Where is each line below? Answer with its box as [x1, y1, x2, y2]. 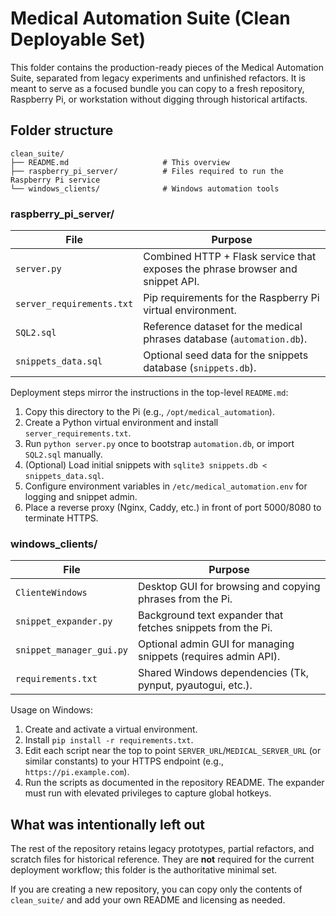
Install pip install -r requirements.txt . [24, 734, 194, 746]
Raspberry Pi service [10, 175, 101, 185]
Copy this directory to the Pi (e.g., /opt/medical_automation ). [24, 406, 275, 418]
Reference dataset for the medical [143, 320, 303, 334]
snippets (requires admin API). [138, 650, 281, 664]
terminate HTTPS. [24, 512, 99, 524]
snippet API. [143, 275, 200, 289]
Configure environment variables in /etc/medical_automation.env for [24, 480, 308, 492]
